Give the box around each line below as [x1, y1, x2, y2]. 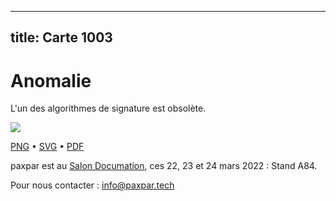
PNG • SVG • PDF [10, 141, 85, 153]
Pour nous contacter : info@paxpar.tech [10, 179, 175, 191]
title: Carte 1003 [10, 29, 113, 46]
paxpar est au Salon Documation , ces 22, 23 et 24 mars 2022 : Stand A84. [10, 160, 318, 172]
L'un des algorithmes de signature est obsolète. [10, 102, 207, 115]
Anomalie [10, 69, 92, 92]
